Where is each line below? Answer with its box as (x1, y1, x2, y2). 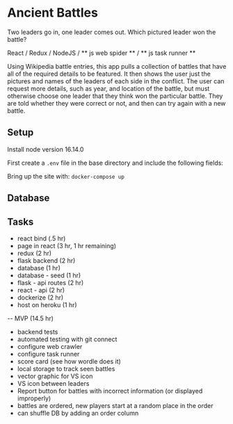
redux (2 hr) (17, 249, 52, 257)
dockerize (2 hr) (17, 293, 64, 302)
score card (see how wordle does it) (17, 357, 122, 366)
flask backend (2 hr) (17, 256, 76, 265)
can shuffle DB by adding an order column (17, 409, 139, 417)
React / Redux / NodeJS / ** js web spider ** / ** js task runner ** (7, 49, 196, 57)
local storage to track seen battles (17, 364, 115, 373)
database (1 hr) (17, 263, 61, 272)
